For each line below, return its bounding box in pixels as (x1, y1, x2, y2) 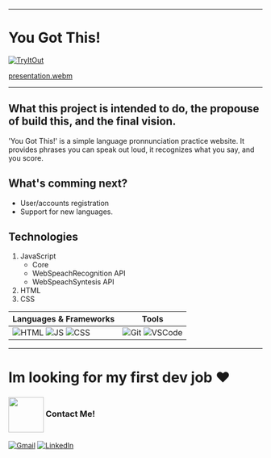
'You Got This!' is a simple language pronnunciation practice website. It (8, 136, 244, 145)
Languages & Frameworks (12, 313, 115, 325)
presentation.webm (8, 70, 73, 81)
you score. (8, 153, 44, 162)
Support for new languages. (19, 207, 113, 216)
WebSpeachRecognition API (31, 268, 126, 279)
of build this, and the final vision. (8, 115, 177, 128)
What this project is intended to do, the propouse (8, 102, 260, 116)
